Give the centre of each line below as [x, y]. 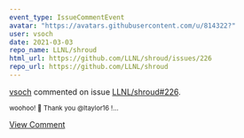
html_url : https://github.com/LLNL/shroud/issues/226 [111, 58]
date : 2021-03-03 [41, 42]
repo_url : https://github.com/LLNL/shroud [89, 67]
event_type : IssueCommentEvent [67, 17]
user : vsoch [31, 34]
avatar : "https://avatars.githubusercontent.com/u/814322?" [123, 26]
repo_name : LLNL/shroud [53, 50]
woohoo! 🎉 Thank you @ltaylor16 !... [64, 108]
